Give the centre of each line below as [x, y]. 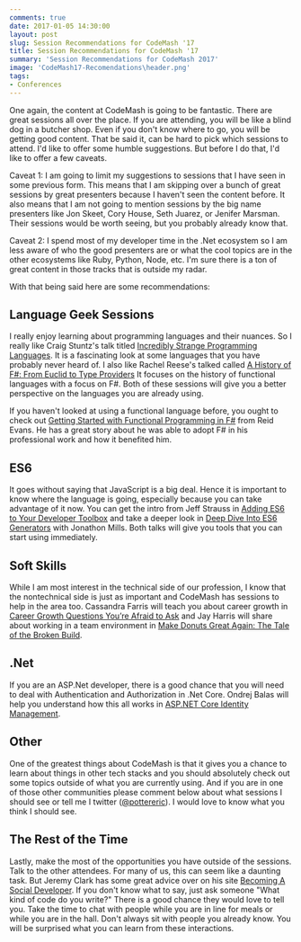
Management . [35, 713]
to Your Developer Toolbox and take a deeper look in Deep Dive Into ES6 [143, 519]
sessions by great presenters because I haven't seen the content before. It [147, 194]
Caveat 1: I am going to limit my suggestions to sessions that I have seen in [147, 175]
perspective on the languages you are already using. [106, 394]
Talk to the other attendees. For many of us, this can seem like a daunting [145, 871]
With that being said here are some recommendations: [110, 286]
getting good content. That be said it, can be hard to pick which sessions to [149, 138]
